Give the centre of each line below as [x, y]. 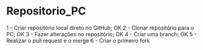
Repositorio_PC [46, 11]
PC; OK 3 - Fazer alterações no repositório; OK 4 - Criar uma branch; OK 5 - [101, 34]
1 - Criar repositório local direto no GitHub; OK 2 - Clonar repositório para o [100, 28]
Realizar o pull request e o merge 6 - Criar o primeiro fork [78, 40]
